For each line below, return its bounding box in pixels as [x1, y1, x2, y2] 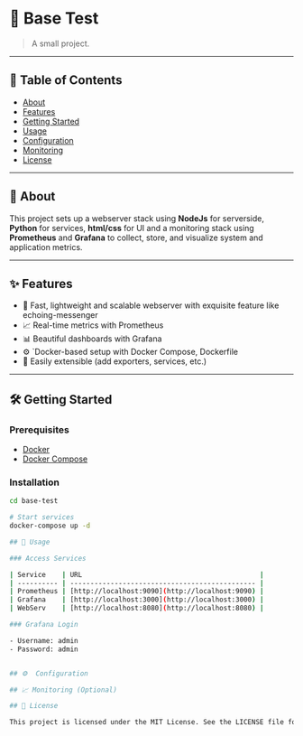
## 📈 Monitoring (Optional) [9, 685, 117, 694]
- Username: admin [9, 636, 78, 645]
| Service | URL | [9, 570, 264, 579]
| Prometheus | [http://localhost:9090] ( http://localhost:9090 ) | [9, 587, 264, 596]
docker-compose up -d [9, 521, 91, 531]
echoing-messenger [22, 310, 98, 321]
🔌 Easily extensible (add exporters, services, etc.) [22, 356, 207, 367]
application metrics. [9, 241, 83, 252]
